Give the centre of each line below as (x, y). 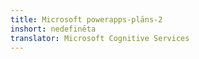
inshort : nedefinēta (53, 29)
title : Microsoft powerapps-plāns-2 (86, 19)
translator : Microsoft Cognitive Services (100, 38)
